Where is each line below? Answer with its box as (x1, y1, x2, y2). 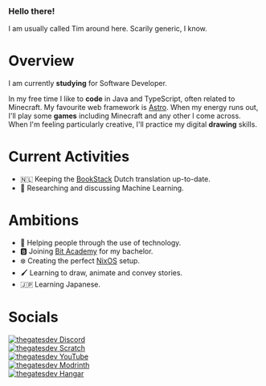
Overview (8, 52, 75, 70)
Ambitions (8, 211, 79, 230)
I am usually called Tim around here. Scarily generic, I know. (8, 24, 207, 34)
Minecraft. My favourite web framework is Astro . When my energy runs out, (8, 103, 259, 112)
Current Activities (8, 148, 130, 166)
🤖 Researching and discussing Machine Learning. (19, 183, 184, 193)
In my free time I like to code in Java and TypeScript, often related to (8, 94, 235, 104)
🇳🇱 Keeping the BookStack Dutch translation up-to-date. (19, 174, 211, 184)
